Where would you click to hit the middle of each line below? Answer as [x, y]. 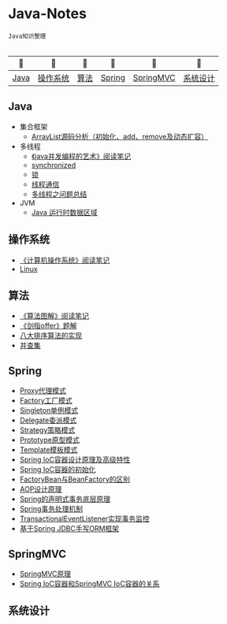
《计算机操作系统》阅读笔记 [65, 260]
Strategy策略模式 [47, 430]
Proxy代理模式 [43, 391]
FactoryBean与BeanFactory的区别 [75, 479]
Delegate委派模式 [48, 420]
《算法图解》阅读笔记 [54, 316]
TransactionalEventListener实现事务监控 [84, 519]
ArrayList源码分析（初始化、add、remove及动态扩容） [120, 136]
